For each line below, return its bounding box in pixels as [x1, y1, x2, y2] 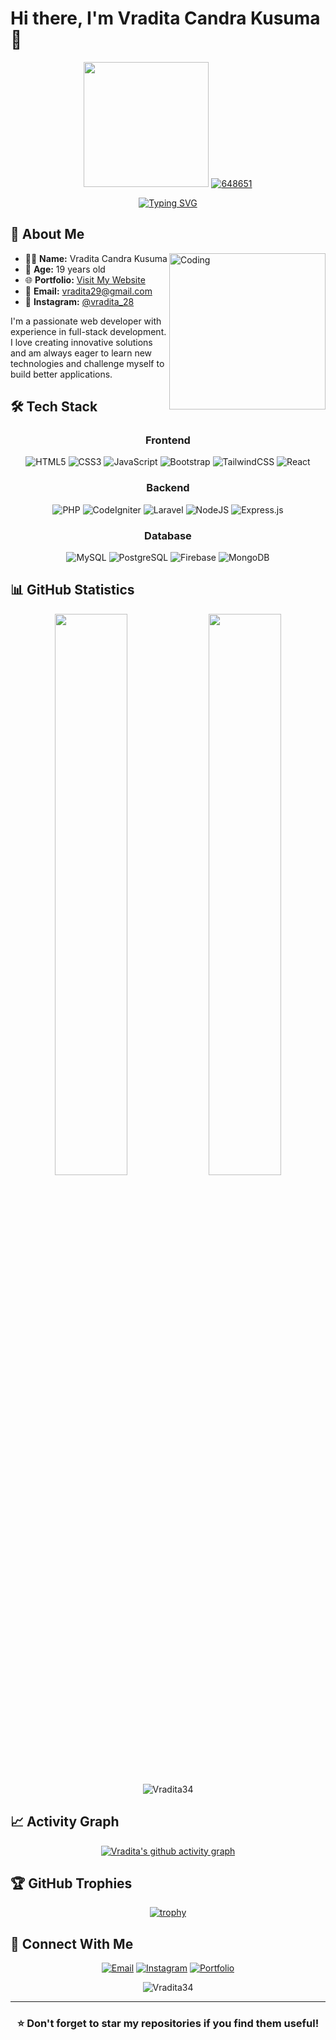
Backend [146, 481, 190, 495]
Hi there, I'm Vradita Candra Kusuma [10, 7, 321, 30]
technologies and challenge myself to [10, 357, 165, 369]
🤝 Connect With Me [10, 1935, 134, 1952]
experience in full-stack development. [10, 325, 167, 337]
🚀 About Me [10, 226, 85, 243]
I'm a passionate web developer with [10, 315, 162, 327]
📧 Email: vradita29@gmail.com [24, 285, 153, 297]
